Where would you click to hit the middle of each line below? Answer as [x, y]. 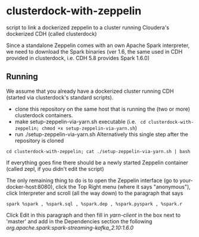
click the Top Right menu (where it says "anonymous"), [123, 186]
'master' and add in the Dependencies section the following [79, 221]
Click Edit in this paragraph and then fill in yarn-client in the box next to [93, 215]
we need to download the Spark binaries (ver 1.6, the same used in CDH [94, 51]
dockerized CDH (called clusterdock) [52, 33]
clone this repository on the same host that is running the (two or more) [102, 109]
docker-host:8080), [30, 186]
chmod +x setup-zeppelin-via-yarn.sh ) [89, 128]
